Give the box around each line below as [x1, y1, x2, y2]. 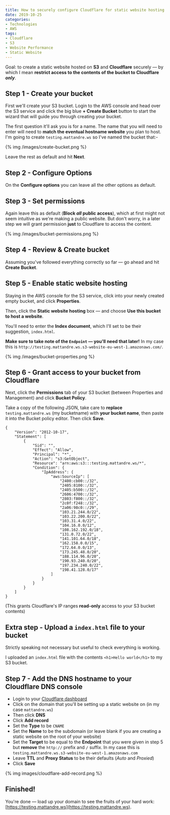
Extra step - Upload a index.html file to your [5, 623, 145, 632]
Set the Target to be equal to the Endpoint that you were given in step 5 [12, 739, 163, 745]
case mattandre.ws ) [12, 706, 53, 712]
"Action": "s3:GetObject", [32, 456, 90, 462]
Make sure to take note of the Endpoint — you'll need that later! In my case [5, 338, 164, 344]
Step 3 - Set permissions [5, 196, 85, 206]
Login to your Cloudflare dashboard [12, 696, 87, 702]
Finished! [5, 785, 36, 794]
